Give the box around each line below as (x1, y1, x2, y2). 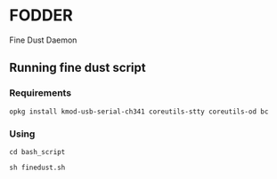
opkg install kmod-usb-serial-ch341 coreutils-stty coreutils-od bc (9, 107, 269, 116)
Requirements (9, 87, 72, 99)
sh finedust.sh (9, 163, 66, 172)
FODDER (9, 5, 73, 26)
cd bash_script (9, 147, 66, 156)
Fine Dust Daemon (9, 35, 77, 45)
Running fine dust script (9, 60, 146, 75)
